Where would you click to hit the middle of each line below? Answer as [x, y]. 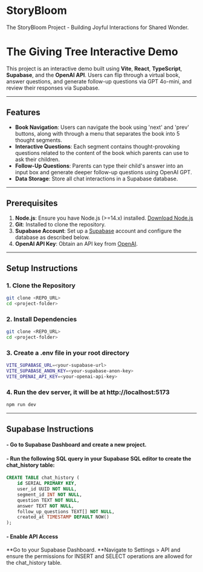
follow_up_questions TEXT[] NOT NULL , [66, 511]
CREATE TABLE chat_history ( [43, 478]
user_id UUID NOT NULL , [47, 489]
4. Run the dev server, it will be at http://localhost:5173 [88, 392]
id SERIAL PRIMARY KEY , [47, 484]
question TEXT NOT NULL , [48, 500]
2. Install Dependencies [42, 319]
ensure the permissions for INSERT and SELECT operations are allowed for [99, 556]
